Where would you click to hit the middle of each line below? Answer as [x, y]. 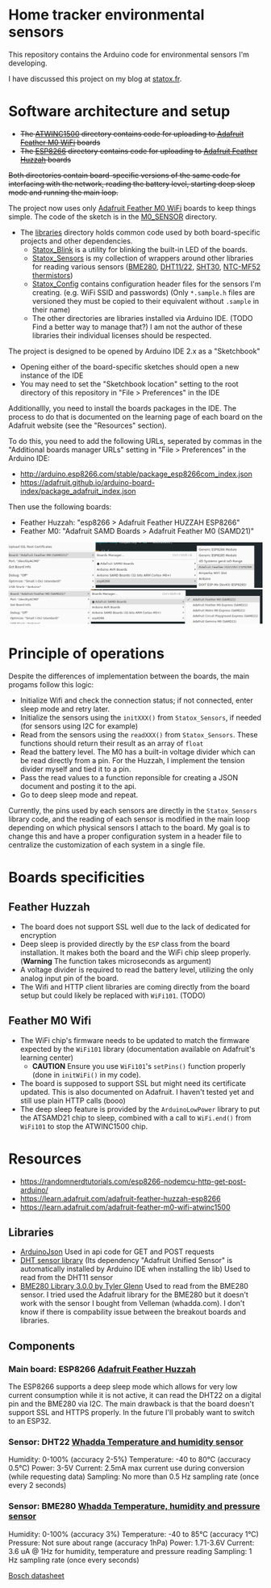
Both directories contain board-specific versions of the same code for [124, 175]
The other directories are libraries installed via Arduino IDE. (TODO [142, 318]
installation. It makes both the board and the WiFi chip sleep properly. [135, 952]
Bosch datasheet [36, 1575]
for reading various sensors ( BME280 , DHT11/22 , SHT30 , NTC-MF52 [146, 266]
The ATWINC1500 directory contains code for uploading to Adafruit [132, 133]
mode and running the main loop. [63, 192]
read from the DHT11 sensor [67, 1278]
